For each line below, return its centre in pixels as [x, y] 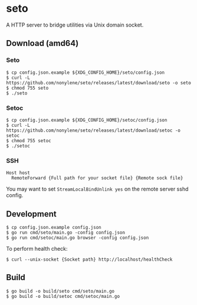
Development [32, 214]
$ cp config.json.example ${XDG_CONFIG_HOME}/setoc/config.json [87, 120]
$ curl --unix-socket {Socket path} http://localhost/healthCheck [89, 260]
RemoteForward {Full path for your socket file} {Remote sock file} [97, 178]
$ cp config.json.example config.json [54, 228]
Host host [18, 173]
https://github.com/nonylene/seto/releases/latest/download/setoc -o [93, 130]
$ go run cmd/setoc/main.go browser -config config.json [78, 238]
